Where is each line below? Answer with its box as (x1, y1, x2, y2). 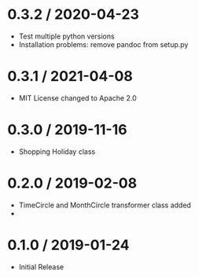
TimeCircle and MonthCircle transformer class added (18, 200, 192, 210)
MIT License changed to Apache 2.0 (18, 93, 137, 103)
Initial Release (18, 262, 64, 272)
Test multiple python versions (18, 31, 115, 41)
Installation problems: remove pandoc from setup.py (18, 39, 189, 49)
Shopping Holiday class (18, 147, 96, 156)
